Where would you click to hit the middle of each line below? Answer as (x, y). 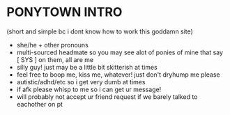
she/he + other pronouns (52, 45)
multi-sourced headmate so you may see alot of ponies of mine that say (120, 52)
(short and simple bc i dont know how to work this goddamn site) (100, 31)
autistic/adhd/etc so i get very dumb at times (81, 82)
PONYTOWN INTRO (64, 12)
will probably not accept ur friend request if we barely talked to (107, 97)
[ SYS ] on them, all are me (55, 59)
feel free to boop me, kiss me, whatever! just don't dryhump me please (118, 75)
